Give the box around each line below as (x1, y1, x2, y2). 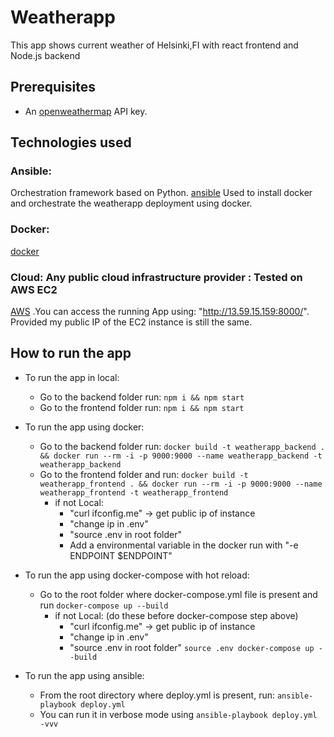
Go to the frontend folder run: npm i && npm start (39, 401, 245, 413)
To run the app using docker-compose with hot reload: (24, 569, 250, 581)
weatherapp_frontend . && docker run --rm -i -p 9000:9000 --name (39, 479, 323, 489)
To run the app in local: (24, 371, 120, 383)
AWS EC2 (10, 282, 58, 296)
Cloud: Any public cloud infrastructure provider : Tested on (10, 270, 303, 284)
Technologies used (10, 134, 132, 151)
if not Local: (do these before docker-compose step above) (54, 609, 299, 621)
